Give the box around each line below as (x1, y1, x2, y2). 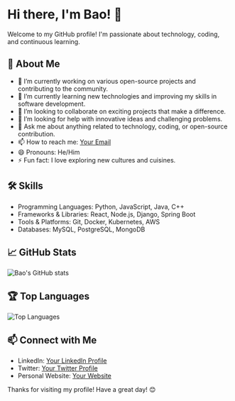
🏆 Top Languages (7, 290, 90, 302)
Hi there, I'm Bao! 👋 (7, 6, 123, 23)
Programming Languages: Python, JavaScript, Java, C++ (17, 202, 185, 211)
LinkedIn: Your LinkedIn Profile (17, 356, 107, 365)
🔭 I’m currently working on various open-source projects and (17, 77, 197, 85)
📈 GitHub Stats (7, 246, 77, 258)
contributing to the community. (17, 84, 109, 93)
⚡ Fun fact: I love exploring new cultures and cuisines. (17, 155, 176, 164)
